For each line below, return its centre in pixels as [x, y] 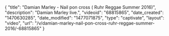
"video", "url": [19, 23]
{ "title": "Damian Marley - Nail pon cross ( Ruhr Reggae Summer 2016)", [80, 7]
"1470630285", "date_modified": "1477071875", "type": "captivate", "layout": [84, 18]
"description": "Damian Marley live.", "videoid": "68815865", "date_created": [84, 12]
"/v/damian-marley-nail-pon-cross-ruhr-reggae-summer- [95, 23]
